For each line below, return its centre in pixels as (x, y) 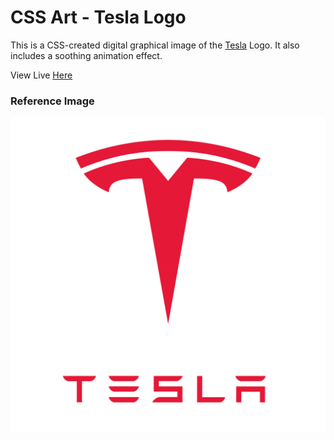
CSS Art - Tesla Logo (98, 17)
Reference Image (52, 101)
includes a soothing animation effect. (86, 55)
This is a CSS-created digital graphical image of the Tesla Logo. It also (155, 45)
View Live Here (41, 75)
